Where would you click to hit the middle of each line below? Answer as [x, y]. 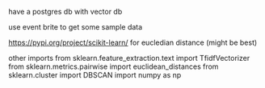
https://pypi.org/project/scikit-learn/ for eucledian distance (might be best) [133, 42]
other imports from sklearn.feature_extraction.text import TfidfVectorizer [129, 58]
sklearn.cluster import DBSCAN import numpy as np [95, 75]
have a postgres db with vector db [65, 12]
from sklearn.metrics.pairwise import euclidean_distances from [114, 66]
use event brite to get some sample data [76, 27]
